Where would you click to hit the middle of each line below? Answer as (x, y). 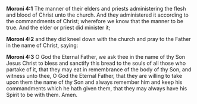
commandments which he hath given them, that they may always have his (97, 88)
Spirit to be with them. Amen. (42, 95)
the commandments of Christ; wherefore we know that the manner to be (95, 21)
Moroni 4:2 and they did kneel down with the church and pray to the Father (99, 39)
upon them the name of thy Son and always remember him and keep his (94, 82)
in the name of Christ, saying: (42, 45)
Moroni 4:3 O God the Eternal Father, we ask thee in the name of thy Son (96, 57)
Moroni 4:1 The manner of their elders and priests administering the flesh (96, 9)
